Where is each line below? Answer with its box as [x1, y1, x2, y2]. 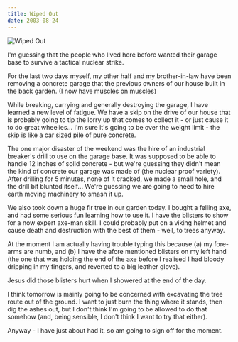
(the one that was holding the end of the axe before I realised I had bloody [7, 255, 225, 263]
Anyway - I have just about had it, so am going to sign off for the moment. [7, 326, 223, 334]
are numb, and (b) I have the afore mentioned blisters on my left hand [23, 247, 227, 255]
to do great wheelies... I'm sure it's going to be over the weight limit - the [7, 123, 220, 131]
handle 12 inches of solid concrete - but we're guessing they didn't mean [7, 159, 222, 167]
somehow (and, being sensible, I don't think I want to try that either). [7, 312, 207, 321]
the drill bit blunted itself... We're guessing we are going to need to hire [7, 182, 215, 190]
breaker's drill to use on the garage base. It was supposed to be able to [7, 152, 217, 160]
